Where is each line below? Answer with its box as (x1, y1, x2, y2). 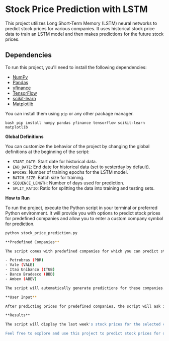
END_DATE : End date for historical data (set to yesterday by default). (12, 164, 150, 170)
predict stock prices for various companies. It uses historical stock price (5, 25, 155, 31)
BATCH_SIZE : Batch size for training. (12, 174, 84, 180)
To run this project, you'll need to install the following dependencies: (5, 64, 147, 70)
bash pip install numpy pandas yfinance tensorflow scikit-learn (5, 120, 145, 125)
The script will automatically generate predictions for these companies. (5, 286, 165, 291)
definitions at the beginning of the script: (5, 149, 90, 155)
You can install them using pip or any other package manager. (5, 110, 134, 116)
